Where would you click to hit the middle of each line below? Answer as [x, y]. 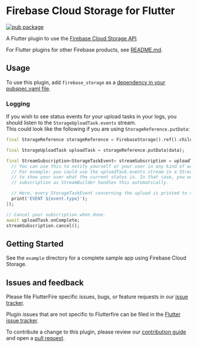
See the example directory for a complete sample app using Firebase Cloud [96, 258]
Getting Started [35, 244]
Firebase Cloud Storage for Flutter [91, 11]
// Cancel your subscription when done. [56, 215]
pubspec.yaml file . [28, 89]
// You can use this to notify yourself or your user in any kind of [98, 166]
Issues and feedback [45, 283]
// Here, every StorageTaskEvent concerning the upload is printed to [99, 193]
